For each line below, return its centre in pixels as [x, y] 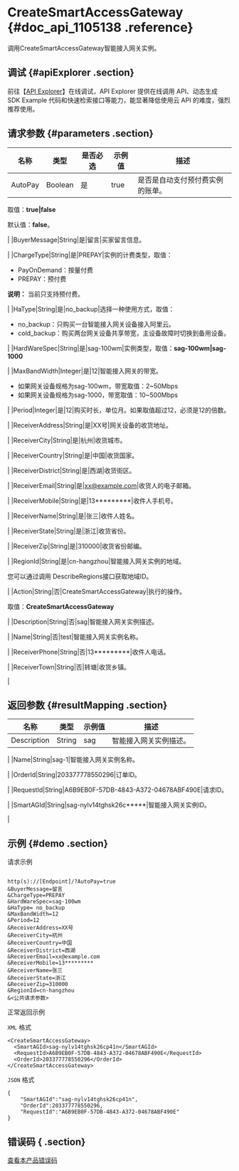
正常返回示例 [26, 1012]
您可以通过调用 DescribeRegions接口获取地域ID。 [80, 576]
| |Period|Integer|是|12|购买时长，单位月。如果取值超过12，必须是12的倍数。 [119, 410]
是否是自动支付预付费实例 [180, 180]
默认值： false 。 [31, 224]
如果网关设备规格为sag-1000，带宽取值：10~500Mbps [98, 395]
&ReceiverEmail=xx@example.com [54, 957]
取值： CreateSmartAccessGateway [61, 606]
